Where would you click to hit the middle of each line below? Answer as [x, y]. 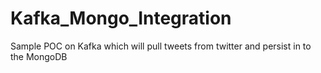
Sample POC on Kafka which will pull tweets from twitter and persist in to [161, 46]
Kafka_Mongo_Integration [121, 18]
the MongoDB [39, 56]
